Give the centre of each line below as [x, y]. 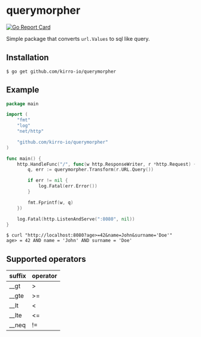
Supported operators [46, 259]
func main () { [24, 159]
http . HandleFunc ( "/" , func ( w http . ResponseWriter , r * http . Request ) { [107, 164]
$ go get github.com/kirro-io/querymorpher [61, 71]
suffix [18, 276]
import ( [17, 115]
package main [22, 104]
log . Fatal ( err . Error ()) [68, 186]
